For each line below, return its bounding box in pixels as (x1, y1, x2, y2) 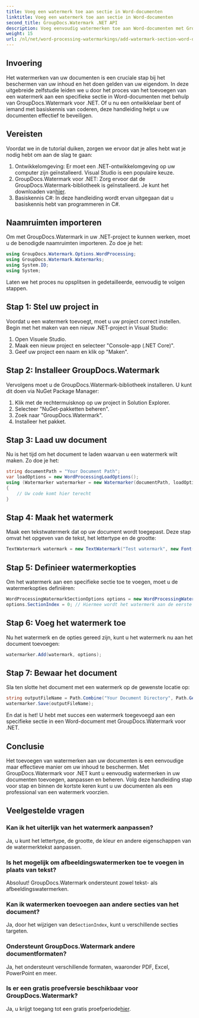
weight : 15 (6, 31, 33, 37)
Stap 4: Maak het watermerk (6, 513, 114, 523)
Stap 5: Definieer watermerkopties (6, 562, 136, 573)
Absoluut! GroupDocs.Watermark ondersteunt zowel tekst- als (6, 879, 158, 886)
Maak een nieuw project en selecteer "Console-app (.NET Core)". (14, 342, 175, 349)
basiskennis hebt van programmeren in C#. (14, 200, 120, 208)
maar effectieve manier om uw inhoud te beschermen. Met (6, 763, 149, 770)
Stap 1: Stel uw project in (6, 302, 99, 312)
